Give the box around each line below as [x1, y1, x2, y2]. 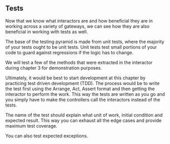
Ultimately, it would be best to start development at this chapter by [5, 74, 146, 81]
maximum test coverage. [5, 122, 58, 129]
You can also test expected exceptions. [5, 133, 89, 139]
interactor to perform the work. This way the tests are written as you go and [5, 91, 165, 97]
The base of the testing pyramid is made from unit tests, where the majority [5, 38, 165, 45]
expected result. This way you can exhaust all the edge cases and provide [5, 117, 162, 124]
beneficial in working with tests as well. [5, 28, 88, 35]
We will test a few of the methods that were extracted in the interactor [5, 59, 153, 66]
